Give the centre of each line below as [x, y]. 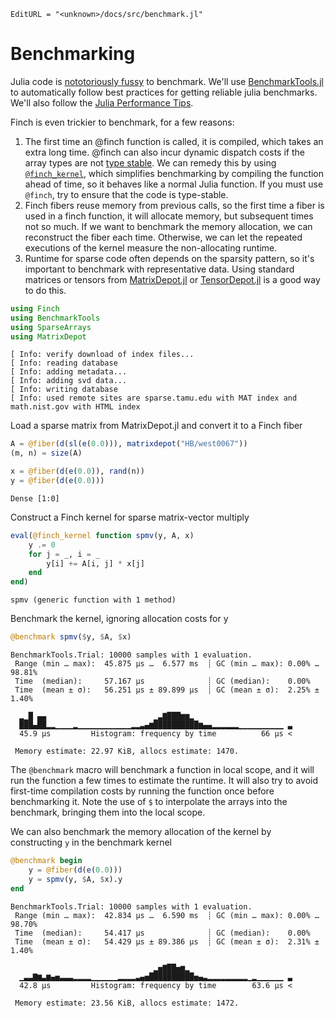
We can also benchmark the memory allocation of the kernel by [141, 832]
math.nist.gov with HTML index [75, 407]
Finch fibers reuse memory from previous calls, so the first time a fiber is [174, 205]
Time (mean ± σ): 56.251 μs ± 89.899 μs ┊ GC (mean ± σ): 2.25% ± [167, 690]
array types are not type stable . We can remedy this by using [150, 162]
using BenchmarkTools [55, 318]
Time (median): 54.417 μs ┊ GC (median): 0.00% [162, 933]
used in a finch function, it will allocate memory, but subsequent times [169, 216]
